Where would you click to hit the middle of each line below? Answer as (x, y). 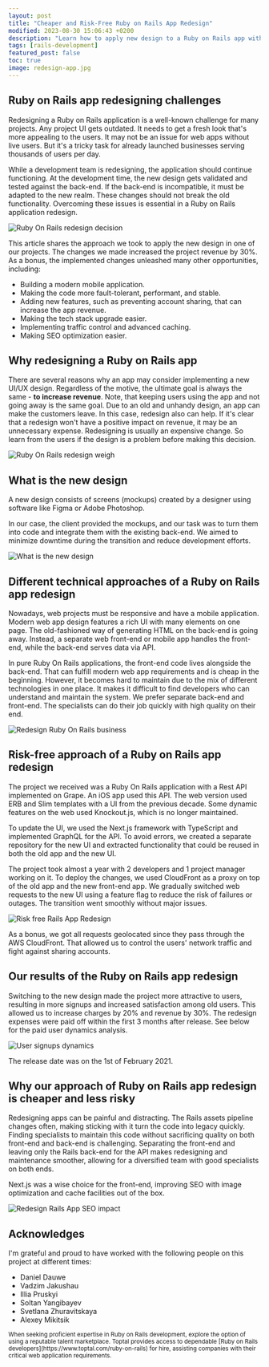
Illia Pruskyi (39, 1294)
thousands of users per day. (55, 154)
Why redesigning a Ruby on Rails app (103, 361)
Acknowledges (47, 1233)
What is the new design (68, 480)
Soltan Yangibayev (50, 1303)
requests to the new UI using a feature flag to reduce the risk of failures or (130, 894)
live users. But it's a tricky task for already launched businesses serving (127, 145)
